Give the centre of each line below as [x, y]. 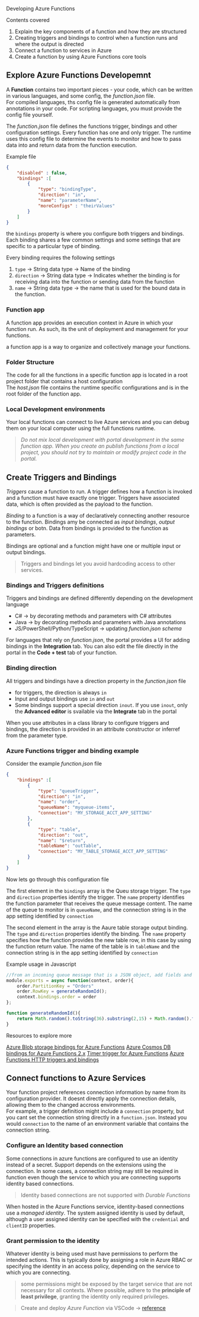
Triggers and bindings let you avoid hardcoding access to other [98, 564]
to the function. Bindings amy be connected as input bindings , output [91, 522]
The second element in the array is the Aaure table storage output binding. [97, 927]
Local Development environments [56, 409]
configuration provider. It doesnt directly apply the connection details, [91, 1098]
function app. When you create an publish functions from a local [100, 446]
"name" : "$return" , [62, 840]
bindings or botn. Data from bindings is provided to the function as [87, 528]
